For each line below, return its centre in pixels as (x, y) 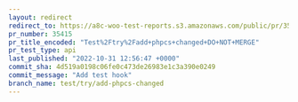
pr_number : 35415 (40, 34)
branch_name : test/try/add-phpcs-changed (86, 83)
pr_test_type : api (42, 51)
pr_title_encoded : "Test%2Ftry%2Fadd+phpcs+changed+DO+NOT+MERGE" (134, 42)
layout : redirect (40, 17)
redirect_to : (32, 26)
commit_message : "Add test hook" (70, 75)
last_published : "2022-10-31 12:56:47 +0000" (94, 59)
